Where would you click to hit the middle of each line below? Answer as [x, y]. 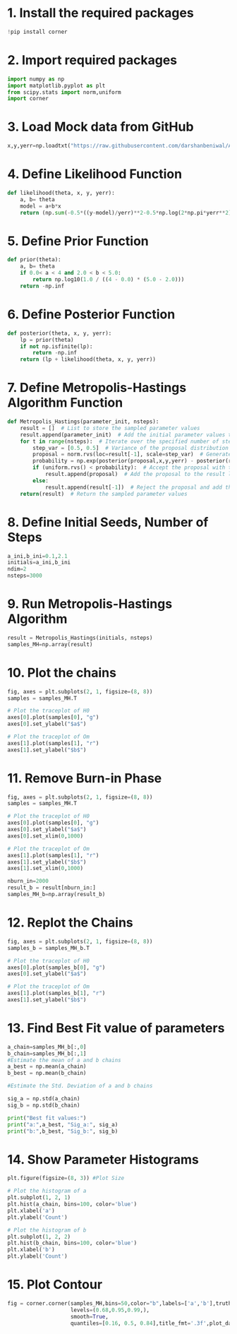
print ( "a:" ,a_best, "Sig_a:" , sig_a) [63, 1124]
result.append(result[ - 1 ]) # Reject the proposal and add [133, 487]
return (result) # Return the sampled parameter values [104, 494]
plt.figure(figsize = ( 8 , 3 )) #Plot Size [66, 1178]
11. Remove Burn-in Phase [85, 778]
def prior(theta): [34, 260]
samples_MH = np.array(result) [50, 644]
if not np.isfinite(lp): [56, 346]
